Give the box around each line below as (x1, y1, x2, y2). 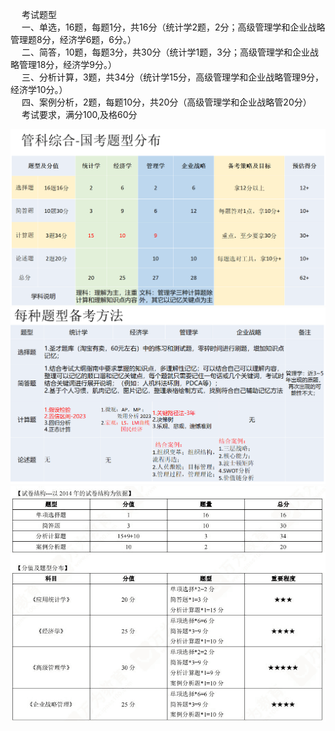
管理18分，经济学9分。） (18, 59, 118, 70)
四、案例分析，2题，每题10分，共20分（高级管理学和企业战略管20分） (21, 96, 312, 108)
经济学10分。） (10, 84, 68, 95)
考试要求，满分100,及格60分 (21, 109, 138, 120)
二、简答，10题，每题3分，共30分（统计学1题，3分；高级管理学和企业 (21, 46, 310, 58)
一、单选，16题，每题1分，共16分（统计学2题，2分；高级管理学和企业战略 (21, 21, 326, 33)
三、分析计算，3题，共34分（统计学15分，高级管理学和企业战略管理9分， (21, 71, 324, 83)
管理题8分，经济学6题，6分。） (10, 34, 137, 45)
